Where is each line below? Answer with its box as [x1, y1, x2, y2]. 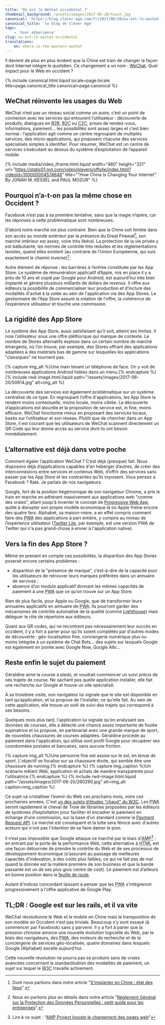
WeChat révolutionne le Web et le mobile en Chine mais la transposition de [5, 914, 156, 920]
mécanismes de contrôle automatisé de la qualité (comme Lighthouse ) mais [5, 609, 158, 614]
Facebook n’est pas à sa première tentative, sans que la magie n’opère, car [5, 212, 156, 218]
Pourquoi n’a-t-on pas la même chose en [5, 191, 132, 199]
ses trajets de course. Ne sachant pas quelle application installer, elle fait [5, 677, 153, 683]
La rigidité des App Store [5, 315, 82, 323]
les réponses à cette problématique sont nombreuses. [5, 217, 114, 223]
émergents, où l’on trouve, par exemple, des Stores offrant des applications [5, 344, 158, 350]
